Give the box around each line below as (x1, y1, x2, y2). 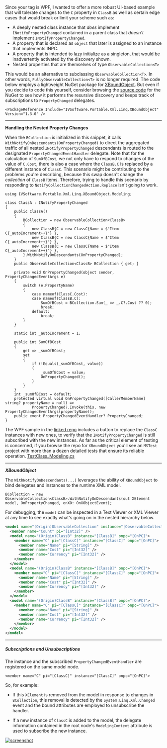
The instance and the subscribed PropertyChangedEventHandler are (5, 658, 142, 664)
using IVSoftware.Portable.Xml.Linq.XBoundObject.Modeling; (5, 191, 133, 196)
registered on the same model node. (5, 663, 80, 669)
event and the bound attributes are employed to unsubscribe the (12, 702, 145, 708)
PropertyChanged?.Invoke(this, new (31, 405, 106, 410)
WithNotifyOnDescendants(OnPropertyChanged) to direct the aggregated (5, 140, 150, 146)
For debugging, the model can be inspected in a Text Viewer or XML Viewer (5, 509, 159, 515)
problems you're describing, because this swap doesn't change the (5, 172, 143, 177)
